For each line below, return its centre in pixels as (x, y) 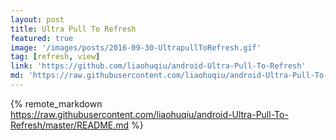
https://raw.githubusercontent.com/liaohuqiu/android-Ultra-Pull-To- (149, 114)
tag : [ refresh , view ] (55, 57)
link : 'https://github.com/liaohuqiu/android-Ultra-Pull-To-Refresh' (158, 66)
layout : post (37, 19)
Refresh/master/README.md (70, 125)
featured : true (42, 38)
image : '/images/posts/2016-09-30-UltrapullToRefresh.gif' (136, 47)
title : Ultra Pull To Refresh (73, 29)
